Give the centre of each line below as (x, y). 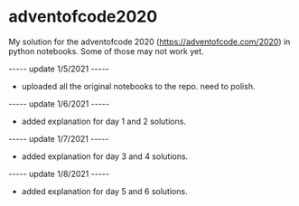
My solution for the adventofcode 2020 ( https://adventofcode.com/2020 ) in (149, 42)
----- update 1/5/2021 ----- (59, 69)
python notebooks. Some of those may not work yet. (106, 51)
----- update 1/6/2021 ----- (59, 103)
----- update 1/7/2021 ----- (59, 138)
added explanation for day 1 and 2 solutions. (104, 121)
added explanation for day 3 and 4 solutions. (105, 156)
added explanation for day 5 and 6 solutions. (104, 191)
